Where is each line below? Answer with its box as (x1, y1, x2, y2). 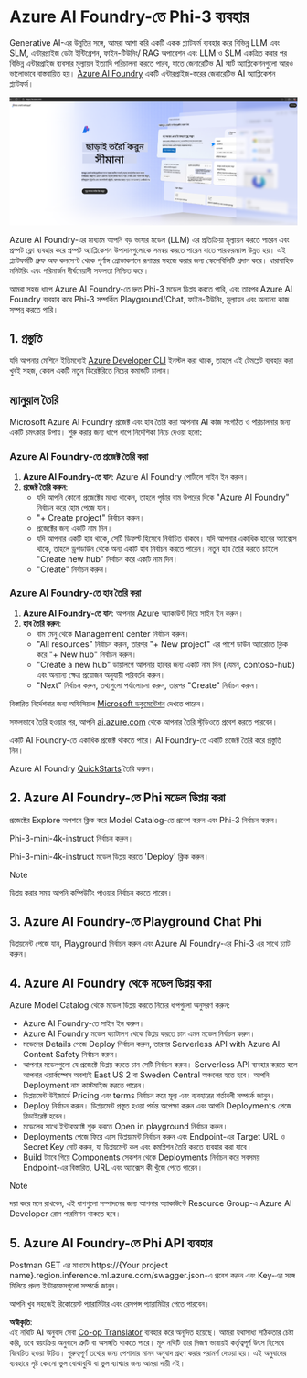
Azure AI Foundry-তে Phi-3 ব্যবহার (9, 6, 249, 27)
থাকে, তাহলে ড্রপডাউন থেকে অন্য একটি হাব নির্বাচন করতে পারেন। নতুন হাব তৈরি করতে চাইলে (36, 543, 279, 554)
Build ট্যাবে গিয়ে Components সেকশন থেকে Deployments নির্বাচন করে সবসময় (22, 1151, 260, 1162)
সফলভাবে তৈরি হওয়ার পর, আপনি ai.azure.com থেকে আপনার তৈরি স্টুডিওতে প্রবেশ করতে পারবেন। (9, 715, 279, 727)
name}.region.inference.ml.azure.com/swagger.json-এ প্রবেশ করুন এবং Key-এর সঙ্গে (9, 1270, 295, 1281)
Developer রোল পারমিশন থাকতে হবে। (9, 1208, 122, 1219)
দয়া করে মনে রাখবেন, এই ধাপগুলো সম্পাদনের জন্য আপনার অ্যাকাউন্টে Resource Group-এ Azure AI (9, 1198, 292, 1209)
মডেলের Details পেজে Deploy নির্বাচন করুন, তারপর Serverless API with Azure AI (22, 1039, 281, 1050)
